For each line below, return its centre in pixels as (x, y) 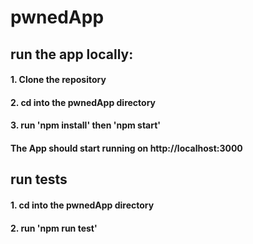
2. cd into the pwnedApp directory (83, 102)
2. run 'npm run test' (54, 228)
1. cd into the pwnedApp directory (82, 205)
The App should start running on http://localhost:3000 (126, 148)
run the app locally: (72, 54)
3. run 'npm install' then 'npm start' (86, 125)
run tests (39, 179)
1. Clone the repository (58, 80)
